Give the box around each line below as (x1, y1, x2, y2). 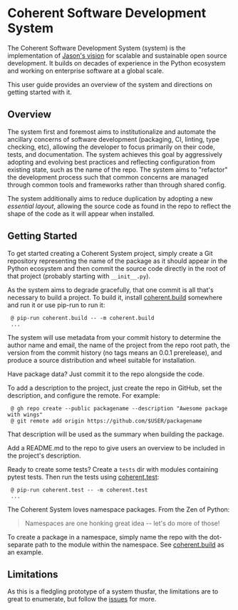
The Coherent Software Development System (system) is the (7, 43, 186, 52)
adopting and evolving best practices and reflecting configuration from (7, 157, 216, 166)
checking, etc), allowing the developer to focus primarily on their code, (7, 143, 215, 151)
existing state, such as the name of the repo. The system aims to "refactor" (7, 165, 228, 174)
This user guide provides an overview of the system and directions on (7, 80, 212, 88)
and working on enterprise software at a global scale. (7, 66, 164, 75)
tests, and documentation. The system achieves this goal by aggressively (7, 150, 223, 158)
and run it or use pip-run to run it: (7, 301, 105, 309)
